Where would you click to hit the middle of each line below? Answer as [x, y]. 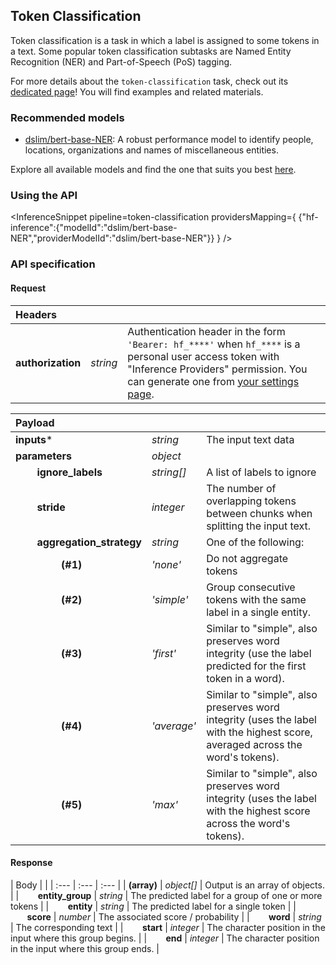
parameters [43, 456]
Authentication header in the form [206, 331]
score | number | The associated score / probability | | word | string [174, 916]
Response [31, 863]
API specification [53, 264]
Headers [36, 314]
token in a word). [245, 678]
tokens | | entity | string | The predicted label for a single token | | [153, 906]
